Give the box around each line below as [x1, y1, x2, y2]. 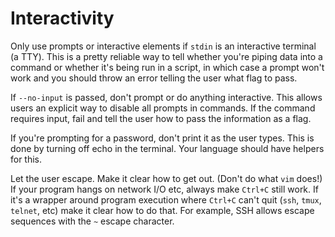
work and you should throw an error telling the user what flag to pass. [10, 72, 298, 84]
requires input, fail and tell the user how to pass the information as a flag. [10, 112, 312, 124]
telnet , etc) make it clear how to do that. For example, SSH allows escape [10, 204, 315, 216]
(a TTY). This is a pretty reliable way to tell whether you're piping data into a [10, 50, 323, 62]
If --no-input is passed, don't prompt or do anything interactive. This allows [10, 91, 323, 103]
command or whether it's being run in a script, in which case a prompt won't [10, 61, 325, 73]
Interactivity [10, 7, 115, 30]
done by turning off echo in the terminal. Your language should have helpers [10, 142, 325, 154]
